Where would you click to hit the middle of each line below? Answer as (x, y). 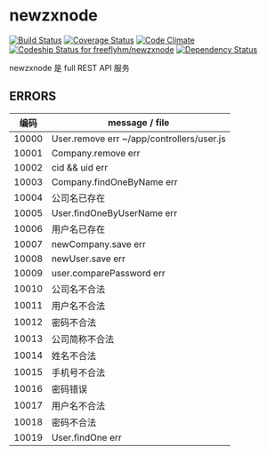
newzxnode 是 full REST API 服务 (70, 68)
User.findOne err (86, 437)
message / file (139, 123)
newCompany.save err (99, 243)
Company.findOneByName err (114, 181)
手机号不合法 (78, 372)
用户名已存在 (78, 229)
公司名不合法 (78, 289)
